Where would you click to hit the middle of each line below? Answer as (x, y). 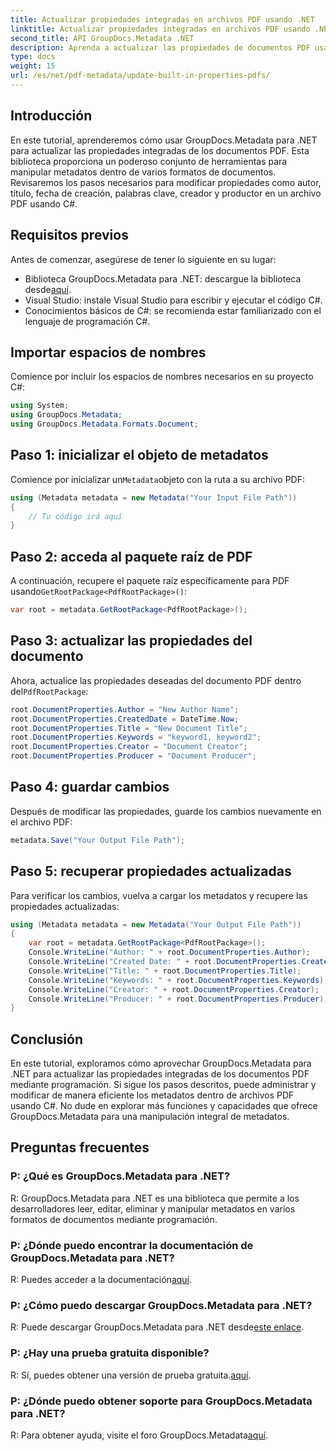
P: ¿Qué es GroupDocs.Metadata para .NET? (120, 1176)
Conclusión (47, 1039)
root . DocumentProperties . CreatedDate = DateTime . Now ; (125, 719)
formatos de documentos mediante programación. (114, 1219)
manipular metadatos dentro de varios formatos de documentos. (143, 172)
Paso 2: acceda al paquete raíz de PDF (131, 556)
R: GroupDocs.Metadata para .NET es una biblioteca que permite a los (155, 1198)
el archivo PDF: (41, 822)
